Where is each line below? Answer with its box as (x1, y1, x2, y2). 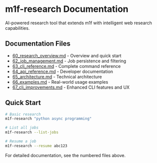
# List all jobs (5, 125, 39, 130)
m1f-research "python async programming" (5, 116, 92, 121)
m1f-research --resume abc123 (5, 143, 68, 148)
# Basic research (5, 111, 41, 117)
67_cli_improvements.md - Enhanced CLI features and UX (12, 84, 130, 90)
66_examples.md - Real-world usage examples (12, 79, 108, 85)
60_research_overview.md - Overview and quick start (12, 53, 122, 58)
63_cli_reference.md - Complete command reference (12, 63, 121, 69)
